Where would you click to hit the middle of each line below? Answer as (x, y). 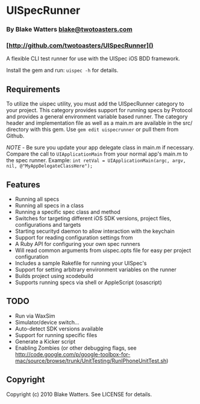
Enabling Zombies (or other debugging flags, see (76, 348)
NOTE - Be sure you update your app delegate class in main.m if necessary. (100, 148)
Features (23, 185)
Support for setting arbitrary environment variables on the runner (95, 270)
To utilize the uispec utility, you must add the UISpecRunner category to (95, 104)
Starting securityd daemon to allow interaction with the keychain (95, 231)
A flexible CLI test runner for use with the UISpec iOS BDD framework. (93, 58)
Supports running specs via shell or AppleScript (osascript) (89, 282)
